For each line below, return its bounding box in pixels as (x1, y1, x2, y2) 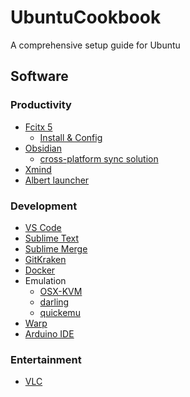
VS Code (24, 221, 62, 233)
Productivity (10, 98, 72, 112)
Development (10, 199, 78, 213)
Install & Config (39, 131, 103, 143)
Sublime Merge (24, 242, 88, 255)
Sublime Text (24, 232, 80, 244)
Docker (24, 264, 56, 276)
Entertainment (10, 352, 82, 366)
